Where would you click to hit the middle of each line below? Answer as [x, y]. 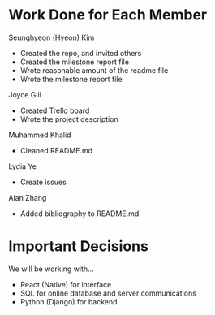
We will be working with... [52, 269]
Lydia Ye [22, 166]
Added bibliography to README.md [80, 214]
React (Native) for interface [66, 284]
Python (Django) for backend [69, 301]
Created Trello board [55, 110]
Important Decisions [78, 246]
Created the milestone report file [75, 62]
